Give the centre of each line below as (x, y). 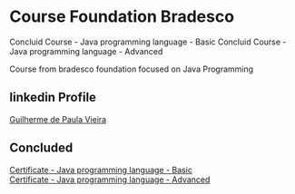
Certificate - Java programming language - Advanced (110, 179)
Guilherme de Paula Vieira (58, 119)
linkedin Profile (53, 97)
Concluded (41, 148)
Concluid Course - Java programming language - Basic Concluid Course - (148, 42)
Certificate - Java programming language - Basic (101, 170)
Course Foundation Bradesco (122, 17)
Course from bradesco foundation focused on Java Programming (132, 69)
